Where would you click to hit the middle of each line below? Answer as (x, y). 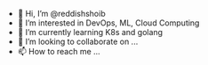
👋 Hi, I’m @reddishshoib (61, 14)
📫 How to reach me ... (59, 51)
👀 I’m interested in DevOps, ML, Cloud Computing (108, 23)
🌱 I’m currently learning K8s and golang (90, 32)
